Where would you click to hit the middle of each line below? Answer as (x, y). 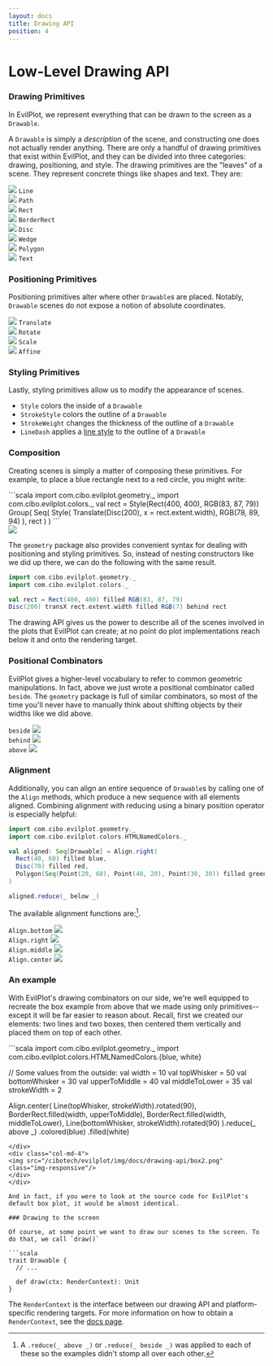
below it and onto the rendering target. (73, 640)
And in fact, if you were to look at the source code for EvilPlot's (129, 1196)
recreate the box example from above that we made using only (113, 1006)
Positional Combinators (56, 661)
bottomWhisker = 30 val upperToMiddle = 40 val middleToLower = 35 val (130, 1081)
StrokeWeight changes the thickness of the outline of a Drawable (127, 423)
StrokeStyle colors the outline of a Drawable (93, 414)
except (20, 1015)
